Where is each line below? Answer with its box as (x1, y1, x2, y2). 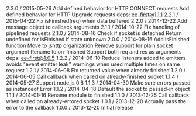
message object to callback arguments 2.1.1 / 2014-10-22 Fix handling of (6, 23, 180, 30)
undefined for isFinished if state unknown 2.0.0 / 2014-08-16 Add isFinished (6, 36, 190, 43)
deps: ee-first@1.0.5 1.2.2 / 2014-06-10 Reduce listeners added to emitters (6, 55, 186, 61)
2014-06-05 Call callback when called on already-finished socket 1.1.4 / (6, 73, 179, 80)
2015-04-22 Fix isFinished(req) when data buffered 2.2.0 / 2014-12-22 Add (6, 17, 187, 24)
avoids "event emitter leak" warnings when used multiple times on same (6, 61, 180, 68)
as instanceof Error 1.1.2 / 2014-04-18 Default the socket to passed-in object (6, 86, 190, 92)
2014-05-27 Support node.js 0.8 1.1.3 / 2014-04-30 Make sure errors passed (6, 79, 191, 86)
